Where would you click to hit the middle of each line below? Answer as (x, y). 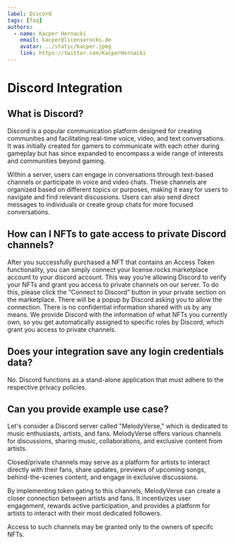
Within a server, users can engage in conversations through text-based (110, 174)
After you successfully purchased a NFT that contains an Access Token (111, 262)
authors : (20, 27)
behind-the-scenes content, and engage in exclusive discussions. (103, 477)
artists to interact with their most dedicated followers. (84, 513)
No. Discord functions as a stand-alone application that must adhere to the (115, 379)
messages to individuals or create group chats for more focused (100, 204)
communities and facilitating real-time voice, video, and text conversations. (116, 138)
